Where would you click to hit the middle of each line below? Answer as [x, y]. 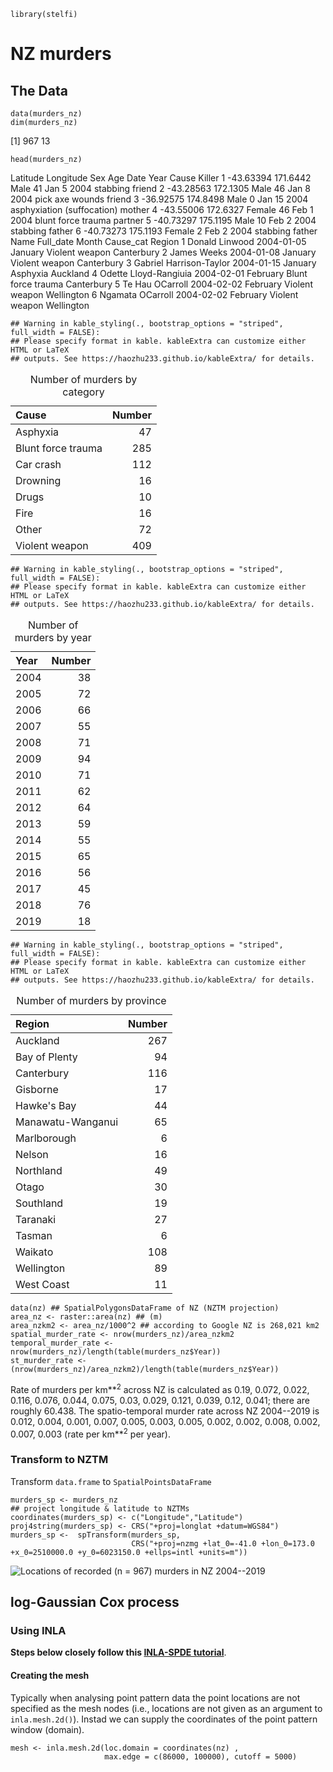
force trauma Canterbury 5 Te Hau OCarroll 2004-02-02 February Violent [161, 284]
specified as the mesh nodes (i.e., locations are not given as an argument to [166, 1708]
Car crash [38, 464]
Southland [39, 1203]
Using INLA [38, 1630]
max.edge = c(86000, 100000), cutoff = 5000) [201, 1756]
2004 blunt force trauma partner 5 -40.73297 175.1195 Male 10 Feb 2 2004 [163, 220]
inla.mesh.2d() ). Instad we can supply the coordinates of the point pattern [164, 1719]
